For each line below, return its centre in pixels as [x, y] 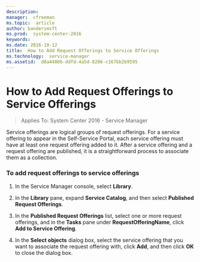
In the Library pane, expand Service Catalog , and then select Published [104, 197]
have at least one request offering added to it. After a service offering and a [99, 145]
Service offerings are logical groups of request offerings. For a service [93, 132]
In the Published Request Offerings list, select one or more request [98, 215]
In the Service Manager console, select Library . [74, 186]
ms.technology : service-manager [48, 56]
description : [22, 12]
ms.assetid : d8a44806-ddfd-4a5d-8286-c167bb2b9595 [72, 62]
